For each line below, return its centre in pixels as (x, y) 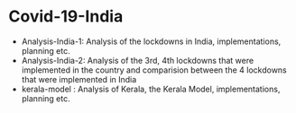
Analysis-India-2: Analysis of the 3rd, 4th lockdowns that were (138, 60)
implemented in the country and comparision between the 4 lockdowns (154, 70)
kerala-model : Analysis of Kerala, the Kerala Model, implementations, (151, 89)
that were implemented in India (79, 79)
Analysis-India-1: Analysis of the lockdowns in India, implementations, (151, 41)
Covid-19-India (66, 17)
